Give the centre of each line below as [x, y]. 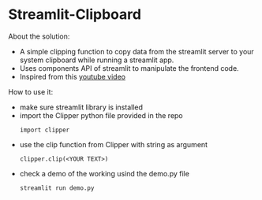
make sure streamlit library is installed [81, 107]
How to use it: [31, 91]
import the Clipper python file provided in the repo [101, 115]
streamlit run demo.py [57, 188]
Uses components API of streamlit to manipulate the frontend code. [129, 68]
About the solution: [39, 36]
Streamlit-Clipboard [75, 15]
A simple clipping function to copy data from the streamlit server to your [137, 51]
